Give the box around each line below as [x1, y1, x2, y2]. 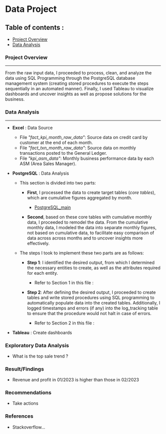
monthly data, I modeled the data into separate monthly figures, [27, 224, 157, 230]
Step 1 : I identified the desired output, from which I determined [27, 259, 155, 265]
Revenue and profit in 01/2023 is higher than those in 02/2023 [12, 377, 139, 383]
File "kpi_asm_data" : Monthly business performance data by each [19, 155, 154, 161]
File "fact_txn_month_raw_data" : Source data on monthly [19, 145, 136, 151]
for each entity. [27, 270, 58, 276]
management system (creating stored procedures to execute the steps [5, 80, 149, 86]
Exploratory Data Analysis [5, 342, 69, 349]
